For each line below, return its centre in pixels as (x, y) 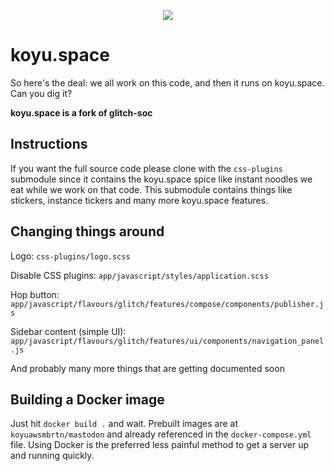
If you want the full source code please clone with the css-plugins (146, 168)
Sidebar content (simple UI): (68, 331)
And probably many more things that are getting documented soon (147, 368)
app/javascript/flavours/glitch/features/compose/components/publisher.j (167, 304)
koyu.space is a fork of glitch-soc (81, 112)
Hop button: (35, 294)
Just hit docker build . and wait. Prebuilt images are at (124, 424)
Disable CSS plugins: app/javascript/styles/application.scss (139, 275)
